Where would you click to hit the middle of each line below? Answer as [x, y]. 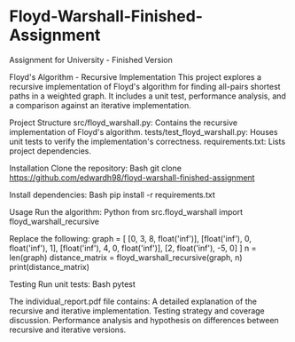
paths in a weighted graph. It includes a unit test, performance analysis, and [147, 96]
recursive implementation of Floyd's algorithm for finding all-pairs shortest [145, 86]
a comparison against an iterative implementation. [101, 105]
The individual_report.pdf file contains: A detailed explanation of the [133, 301]
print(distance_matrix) [50, 266]
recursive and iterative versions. [68, 330]
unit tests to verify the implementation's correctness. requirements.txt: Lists [147, 141]
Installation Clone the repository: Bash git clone [95, 168]
